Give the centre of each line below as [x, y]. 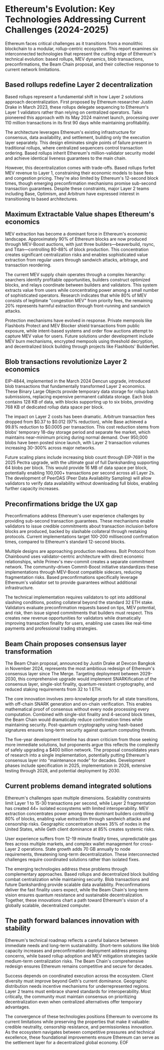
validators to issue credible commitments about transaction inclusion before [82, 526]
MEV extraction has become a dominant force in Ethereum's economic [76, 234]
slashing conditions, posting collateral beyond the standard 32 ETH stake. [80, 602]
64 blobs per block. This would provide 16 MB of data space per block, [76, 468]
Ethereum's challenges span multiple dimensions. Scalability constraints [78, 798]
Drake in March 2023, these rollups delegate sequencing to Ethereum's [77, 107]
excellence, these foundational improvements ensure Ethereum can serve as [82, 1037]
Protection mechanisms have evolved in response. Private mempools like [79, 320]
